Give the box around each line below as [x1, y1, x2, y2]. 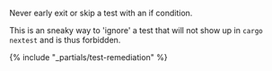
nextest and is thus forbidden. [9, 35, 121, 45]
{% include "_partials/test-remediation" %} [9, 52, 168, 62]
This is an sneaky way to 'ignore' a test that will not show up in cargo [9, 25, 263, 35]
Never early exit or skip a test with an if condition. [9, 8, 193, 18]
